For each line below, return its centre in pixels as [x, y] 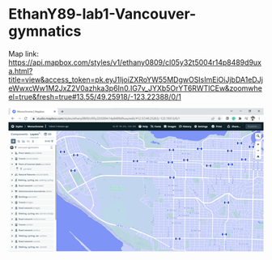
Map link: [23, 53]
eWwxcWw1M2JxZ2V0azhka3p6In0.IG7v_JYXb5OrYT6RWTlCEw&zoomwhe [136, 88]
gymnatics [45, 31]
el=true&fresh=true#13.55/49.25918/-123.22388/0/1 [95, 96]
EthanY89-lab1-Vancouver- [102, 14]
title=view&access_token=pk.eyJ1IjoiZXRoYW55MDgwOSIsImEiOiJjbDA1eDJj [136, 79]
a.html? [21, 70]
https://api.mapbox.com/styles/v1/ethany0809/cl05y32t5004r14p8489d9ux [135, 62]
